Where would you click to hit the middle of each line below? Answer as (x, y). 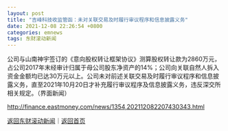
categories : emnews (35, 32)
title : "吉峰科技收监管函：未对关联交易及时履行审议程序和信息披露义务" (98, 20)
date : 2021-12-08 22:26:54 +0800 (55, 26)
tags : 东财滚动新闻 (32, 39)
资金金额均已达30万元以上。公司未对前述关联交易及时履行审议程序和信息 (110, 76)
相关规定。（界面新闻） (39, 93)
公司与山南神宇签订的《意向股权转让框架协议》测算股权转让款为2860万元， (114, 59)
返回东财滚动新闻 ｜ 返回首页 (46, 121)
